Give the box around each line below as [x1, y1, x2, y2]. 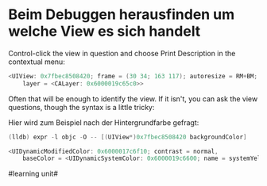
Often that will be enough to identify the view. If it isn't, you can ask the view [8, 93, 258, 104]
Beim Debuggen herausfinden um [8, 6, 235, 24]
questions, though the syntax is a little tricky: [8, 102, 155, 112]
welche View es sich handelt [8, 22, 201, 40]
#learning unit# [8, 169, 58, 179]
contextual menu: [8, 57, 65, 66]
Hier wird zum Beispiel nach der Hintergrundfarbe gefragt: [8, 117, 199, 127]
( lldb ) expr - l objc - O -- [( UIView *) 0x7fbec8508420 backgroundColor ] [8, 133, 247, 141]
